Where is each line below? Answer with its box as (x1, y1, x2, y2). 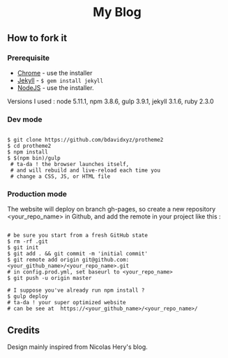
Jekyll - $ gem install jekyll (17, 76, 103, 84)
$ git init (7, 244, 39, 251)
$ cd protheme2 (7, 142, 52, 150)
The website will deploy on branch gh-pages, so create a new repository (7, 205, 216, 214)
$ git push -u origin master (7, 275, 92, 282)
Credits (7, 324, 40, 336)
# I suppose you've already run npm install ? (7, 287, 145, 294)
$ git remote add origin (7, 256, 79, 264)
